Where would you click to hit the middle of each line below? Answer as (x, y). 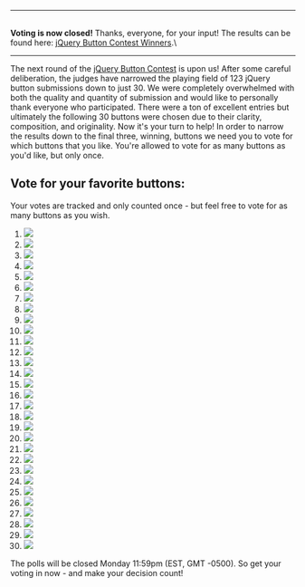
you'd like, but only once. (57, 155)
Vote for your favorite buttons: (98, 183)
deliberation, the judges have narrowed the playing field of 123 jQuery (140, 78)
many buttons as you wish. (60, 215)
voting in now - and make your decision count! (97, 573)
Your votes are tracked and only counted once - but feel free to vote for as (149, 206)
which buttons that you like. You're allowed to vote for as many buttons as (148, 145)
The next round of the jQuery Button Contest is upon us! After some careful (151, 68)
